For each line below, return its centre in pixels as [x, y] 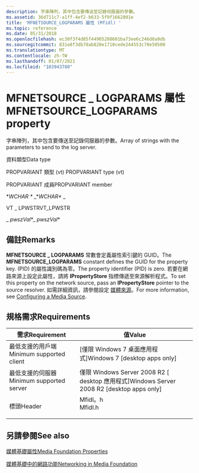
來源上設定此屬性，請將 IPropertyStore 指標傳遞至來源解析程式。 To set [98, 276]
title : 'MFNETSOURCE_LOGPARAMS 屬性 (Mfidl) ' [64, 23]
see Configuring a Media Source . [46, 296]
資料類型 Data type [28, 159]
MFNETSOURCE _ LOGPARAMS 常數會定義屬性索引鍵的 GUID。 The [89, 255]
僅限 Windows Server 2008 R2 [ [124, 372]
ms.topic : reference [32, 28]
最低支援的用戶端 [33, 346]
